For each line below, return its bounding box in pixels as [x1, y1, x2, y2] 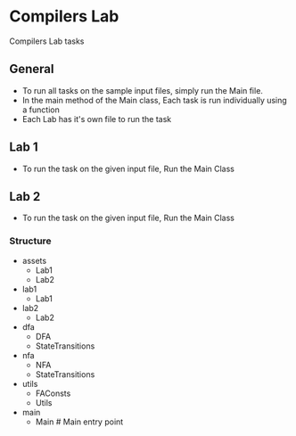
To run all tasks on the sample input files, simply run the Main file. [21, 85, 263, 95]
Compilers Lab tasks [9, 36, 85, 46]
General [9, 62, 55, 77]
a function [21, 104, 60, 115]
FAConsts [35, 388, 71, 399]
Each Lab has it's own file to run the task [21, 113, 172, 124]
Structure [9, 234, 52, 247]
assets [21, 255, 47, 266]
